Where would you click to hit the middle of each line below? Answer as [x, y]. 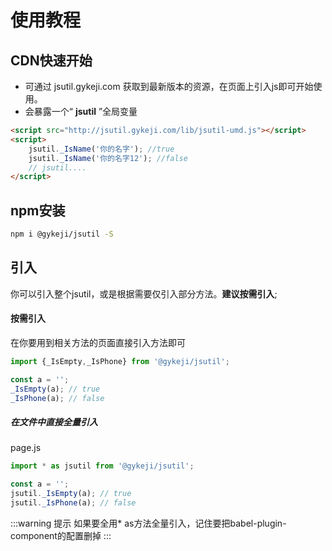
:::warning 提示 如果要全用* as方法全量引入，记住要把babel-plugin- [148, 523]
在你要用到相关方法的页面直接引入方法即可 [98, 342]
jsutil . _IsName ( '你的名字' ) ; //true [101, 149]
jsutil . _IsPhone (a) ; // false [73, 503]
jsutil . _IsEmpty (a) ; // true [71, 494]
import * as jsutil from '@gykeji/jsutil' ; [102, 466]
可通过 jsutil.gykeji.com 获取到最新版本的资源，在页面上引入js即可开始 [169, 86]
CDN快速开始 [51, 60]
